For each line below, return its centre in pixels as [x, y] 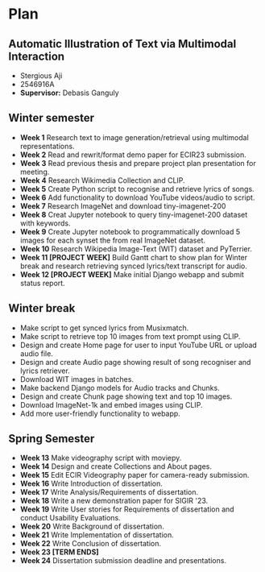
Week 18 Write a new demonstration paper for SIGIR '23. [114, 501]
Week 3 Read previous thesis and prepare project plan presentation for [138, 163]
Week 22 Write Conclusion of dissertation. [91, 544]
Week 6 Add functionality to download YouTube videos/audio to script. [137, 197]
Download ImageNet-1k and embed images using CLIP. [111, 404]
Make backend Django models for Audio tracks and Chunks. [120, 388]
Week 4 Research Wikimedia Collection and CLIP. [102, 180]
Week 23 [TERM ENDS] [59, 552]
